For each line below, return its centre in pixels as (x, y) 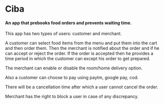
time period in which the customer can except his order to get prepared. (78, 59)
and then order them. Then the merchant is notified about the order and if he (82, 48)
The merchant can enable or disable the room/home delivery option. (74, 68)
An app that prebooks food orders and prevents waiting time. (69, 22)
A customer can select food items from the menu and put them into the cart (81, 43)
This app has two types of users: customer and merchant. (63, 34)
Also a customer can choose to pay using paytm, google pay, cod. (72, 78)
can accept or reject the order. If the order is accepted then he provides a (79, 53)
